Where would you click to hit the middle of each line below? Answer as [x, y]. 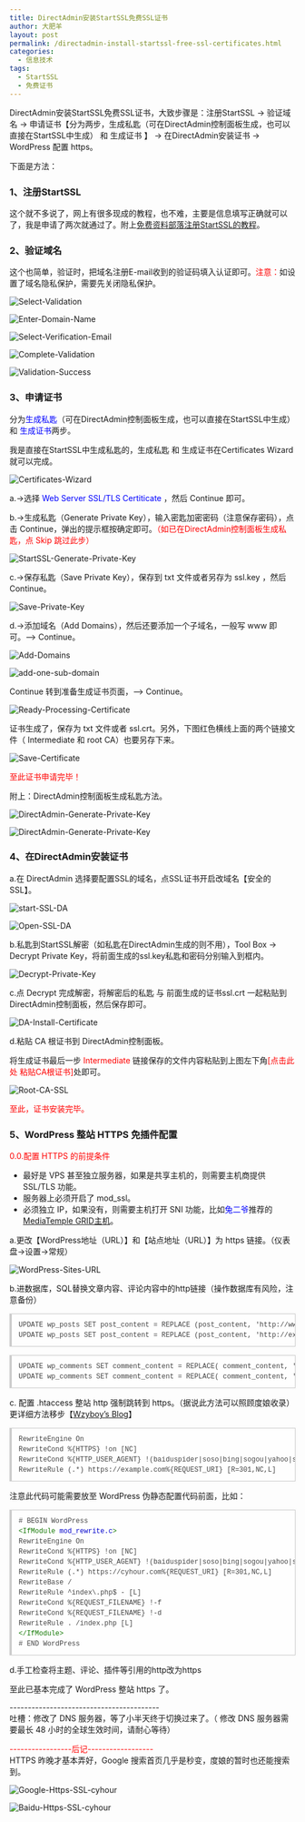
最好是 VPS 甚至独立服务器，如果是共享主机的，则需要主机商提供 [144, 1175]
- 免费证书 [35, 86]
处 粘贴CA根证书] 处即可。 [58, 1072]
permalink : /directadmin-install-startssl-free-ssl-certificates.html [146, 43]
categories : [32, 52]
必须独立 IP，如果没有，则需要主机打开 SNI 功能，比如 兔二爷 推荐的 [148, 1210]
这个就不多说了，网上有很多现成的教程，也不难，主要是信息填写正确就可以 [148, 213]
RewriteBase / [45, 1583]
